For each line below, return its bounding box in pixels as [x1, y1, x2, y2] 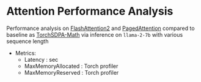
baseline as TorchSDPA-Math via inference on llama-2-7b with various [6, 31, 183, 38]
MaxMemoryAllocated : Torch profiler [24, 62, 119, 70]
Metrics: [15, 49, 37, 56]
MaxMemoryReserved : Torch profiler [24, 69, 119, 76]
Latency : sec [24, 56, 59, 63]
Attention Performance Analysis [6, 4, 174, 18]
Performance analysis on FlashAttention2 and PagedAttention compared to [6, 24, 195, 32]
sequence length [6, 37, 49, 45]
